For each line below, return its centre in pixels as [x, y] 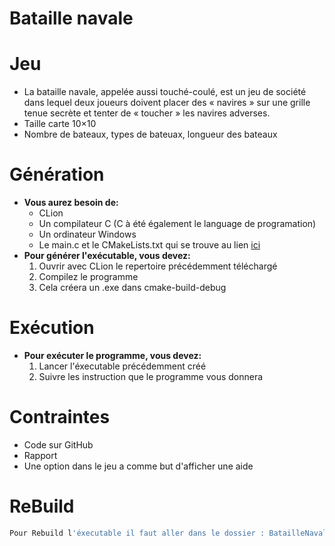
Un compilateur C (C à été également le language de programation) [177, 224]
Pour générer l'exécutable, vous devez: [107, 256]
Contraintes [60, 417]
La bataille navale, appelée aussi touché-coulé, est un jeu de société [165, 92]
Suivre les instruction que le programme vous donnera [151, 376]
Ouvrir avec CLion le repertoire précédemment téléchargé [158, 266]
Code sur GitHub [58, 444]
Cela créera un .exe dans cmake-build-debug [132, 288]
